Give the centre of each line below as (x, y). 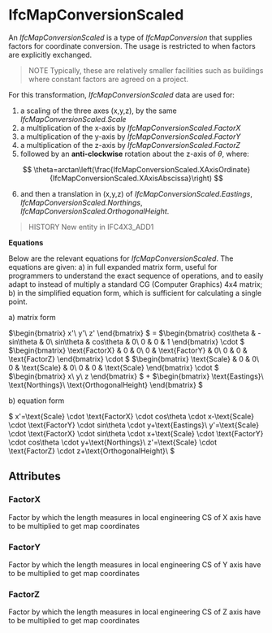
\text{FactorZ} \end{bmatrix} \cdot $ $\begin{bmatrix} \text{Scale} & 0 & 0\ (134, 358)
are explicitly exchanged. (50, 54)
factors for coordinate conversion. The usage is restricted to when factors (132, 46)
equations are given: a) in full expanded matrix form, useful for (113, 267)
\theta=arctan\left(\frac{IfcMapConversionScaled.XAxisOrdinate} (142, 169)
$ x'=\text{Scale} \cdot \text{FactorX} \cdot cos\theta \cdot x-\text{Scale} (131, 416)
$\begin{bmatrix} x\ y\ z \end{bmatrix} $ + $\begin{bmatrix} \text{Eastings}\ (136, 376)
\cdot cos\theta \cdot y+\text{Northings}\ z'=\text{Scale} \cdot (113, 442)
